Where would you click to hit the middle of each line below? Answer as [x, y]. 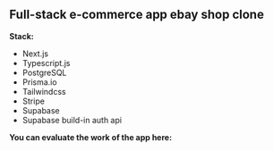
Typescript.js [46, 63]
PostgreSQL [44, 72]
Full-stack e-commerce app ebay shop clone [136, 15]
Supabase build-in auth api [72, 120]
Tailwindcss [44, 91]
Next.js [35, 54]
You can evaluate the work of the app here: [91, 137]
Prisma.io [39, 82]
